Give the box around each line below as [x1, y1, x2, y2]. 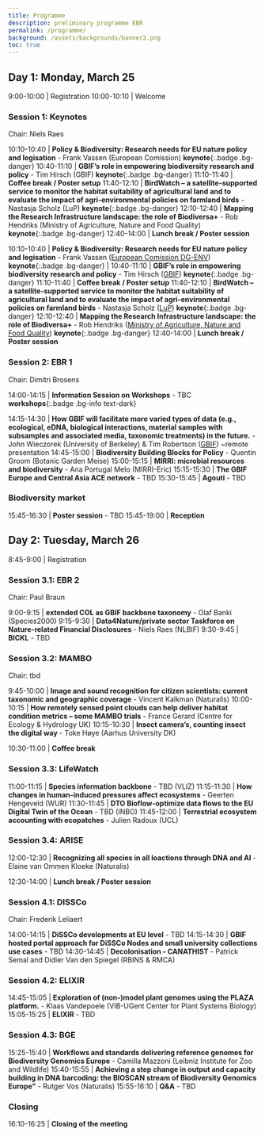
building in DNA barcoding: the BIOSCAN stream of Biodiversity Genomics [8, 1073, 257, 1082]
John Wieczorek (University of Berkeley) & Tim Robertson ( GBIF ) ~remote [8, 439, 249, 449]
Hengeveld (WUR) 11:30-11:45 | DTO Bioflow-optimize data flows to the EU [8, 798, 254, 808]
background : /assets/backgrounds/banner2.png [8, 33, 161, 42]
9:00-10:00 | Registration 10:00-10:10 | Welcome [8, 91, 166, 101]
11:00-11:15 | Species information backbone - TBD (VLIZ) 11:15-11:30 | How [8, 782, 252, 791]
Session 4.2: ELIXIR [8, 975, 85, 986]
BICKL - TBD [8, 633, 51, 642]
